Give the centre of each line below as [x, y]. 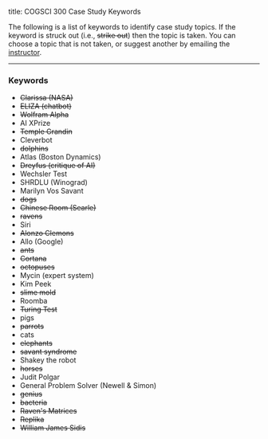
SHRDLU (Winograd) [53, 182]
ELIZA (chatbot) [45, 106]
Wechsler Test [43, 174]
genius [31, 394]
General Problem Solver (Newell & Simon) [88, 386]
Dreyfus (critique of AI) [57, 166]
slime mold [37, 292]
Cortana [33, 259]
